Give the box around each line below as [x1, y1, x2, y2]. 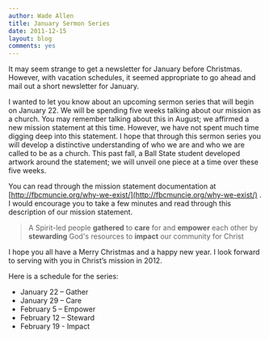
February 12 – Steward [19, 313, 95, 323]
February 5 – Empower [19, 304, 96, 314]
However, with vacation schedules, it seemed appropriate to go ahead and [8, 73, 256, 83]
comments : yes [8, 42, 57, 50]
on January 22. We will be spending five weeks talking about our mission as [8, 106, 261, 116]
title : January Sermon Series [8, 19, 111, 28]
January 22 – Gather [19, 287, 89, 297]
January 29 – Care [19, 296, 82, 306]
